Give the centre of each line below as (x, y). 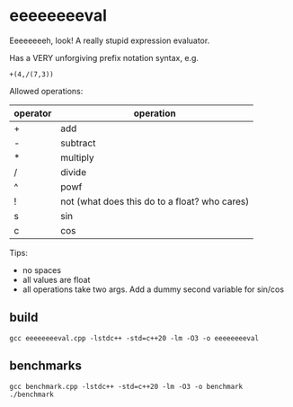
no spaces (41, 270)
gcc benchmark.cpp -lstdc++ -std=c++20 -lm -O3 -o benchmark (126, 386)
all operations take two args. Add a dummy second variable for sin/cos (153, 289)
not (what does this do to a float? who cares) (155, 201)
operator (33, 113)
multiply (77, 157)
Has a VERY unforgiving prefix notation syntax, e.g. (104, 58)
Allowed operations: (46, 91)
